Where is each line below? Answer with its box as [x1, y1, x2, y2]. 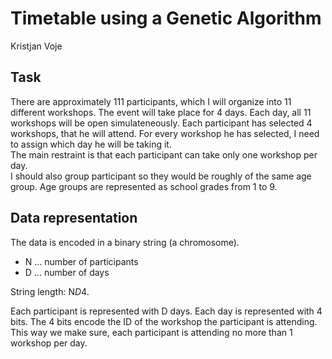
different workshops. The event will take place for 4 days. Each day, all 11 [10, 106, 312, 118]
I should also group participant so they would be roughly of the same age [10, 170, 312, 182]
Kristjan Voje [10, 40, 63, 52]
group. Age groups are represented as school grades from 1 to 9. [10, 180, 278, 192]
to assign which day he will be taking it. [10, 138, 172, 150]
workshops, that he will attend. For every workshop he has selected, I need [10, 127, 320, 139]
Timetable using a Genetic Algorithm [10, 7, 322, 30]
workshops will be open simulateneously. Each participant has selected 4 [10, 117, 313, 129]
